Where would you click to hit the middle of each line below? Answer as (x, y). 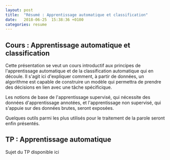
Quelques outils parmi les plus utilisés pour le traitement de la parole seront (85, 118)
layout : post (19, 10)
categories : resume (26, 24)
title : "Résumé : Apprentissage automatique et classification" (77, 15)
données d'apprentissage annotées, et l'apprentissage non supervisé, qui (83, 103)
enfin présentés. (23, 124)
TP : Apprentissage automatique (58, 140)
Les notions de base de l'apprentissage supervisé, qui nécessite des (78, 97)
